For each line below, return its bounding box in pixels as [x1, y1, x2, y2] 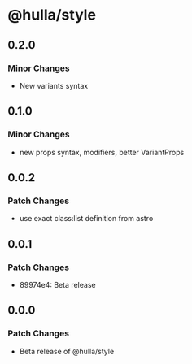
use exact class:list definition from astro [19, 214, 154, 223]
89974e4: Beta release [19, 279, 96, 289]
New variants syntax [19, 80, 89, 90]
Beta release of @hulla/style [19, 346, 115, 356]
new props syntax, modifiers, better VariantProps [19, 147, 185, 157]
